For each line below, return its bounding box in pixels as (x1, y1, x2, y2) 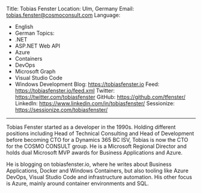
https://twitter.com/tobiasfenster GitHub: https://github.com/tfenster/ (14, 93, 186, 100)
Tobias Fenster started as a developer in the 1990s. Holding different (6, 123, 176, 130)
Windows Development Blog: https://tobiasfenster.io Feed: (14, 81, 160, 88)
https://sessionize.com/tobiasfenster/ (14, 106, 108, 113)
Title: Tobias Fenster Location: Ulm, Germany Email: (6, 5, 134, 12)
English (14, 23, 34, 30)
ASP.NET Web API (14, 42, 60, 49)
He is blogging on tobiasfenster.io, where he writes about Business (6, 161, 172, 168)
